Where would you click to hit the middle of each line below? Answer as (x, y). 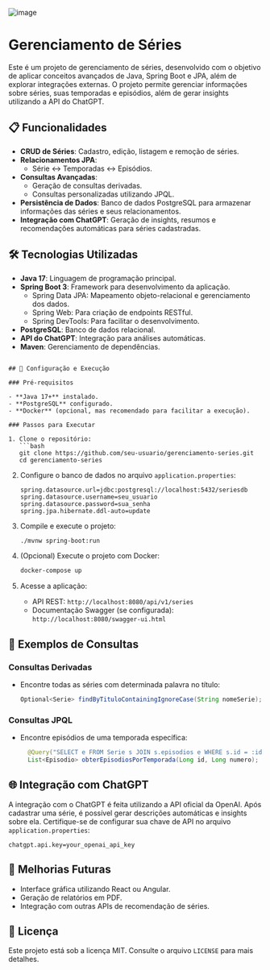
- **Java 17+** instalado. (54, 396)
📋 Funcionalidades (58, 128)
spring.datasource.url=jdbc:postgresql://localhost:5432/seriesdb (134, 490)
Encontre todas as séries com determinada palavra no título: (120, 684)
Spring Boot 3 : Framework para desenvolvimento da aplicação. (125, 287)
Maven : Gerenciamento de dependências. (90, 346)
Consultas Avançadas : (59, 176)
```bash (32, 446)
